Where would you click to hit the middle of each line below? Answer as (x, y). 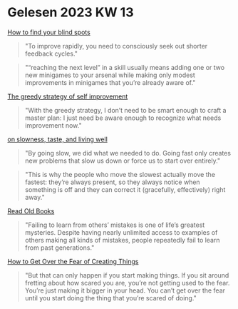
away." (35, 197)
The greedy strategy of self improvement (68, 96)
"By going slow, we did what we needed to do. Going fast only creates (128, 153)
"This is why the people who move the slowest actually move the (120, 174)
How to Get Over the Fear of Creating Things (73, 261)
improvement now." (53, 125)
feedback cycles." (51, 54)
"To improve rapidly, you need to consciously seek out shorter (116, 46)
